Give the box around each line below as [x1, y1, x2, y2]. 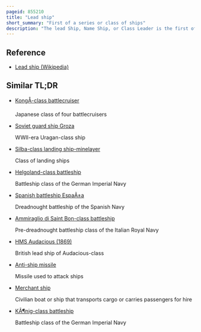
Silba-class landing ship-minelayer [14, 145, 100, 152]
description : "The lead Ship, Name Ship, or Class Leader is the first [6, 25, 188, 32]
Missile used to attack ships [14, 272, 84, 279]
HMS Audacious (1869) [14, 238, 72, 245]
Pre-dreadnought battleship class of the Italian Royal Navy [14, 226, 159, 233]
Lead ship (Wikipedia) [14, 63, 69, 70]
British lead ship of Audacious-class [14, 249, 104, 257]
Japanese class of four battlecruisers [14, 110, 107, 118]
